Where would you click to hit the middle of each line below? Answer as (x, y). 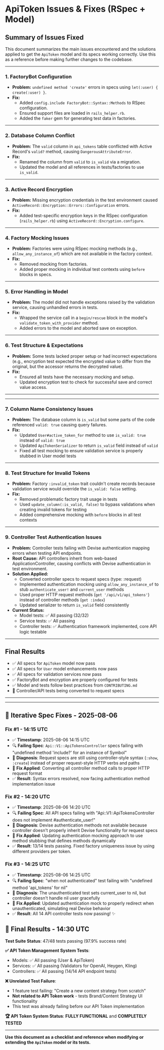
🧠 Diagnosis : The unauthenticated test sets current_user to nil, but (79, 893)
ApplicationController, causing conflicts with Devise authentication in (81, 563)
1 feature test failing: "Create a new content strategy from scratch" (79, 990)
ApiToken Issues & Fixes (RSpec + (75, 9)
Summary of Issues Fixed (44, 37)
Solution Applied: (30, 574)
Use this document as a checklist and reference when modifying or (74, 1037)
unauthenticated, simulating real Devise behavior (61, 908)
